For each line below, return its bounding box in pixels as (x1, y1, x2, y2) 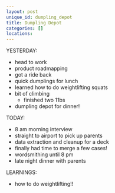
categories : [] (6, 25, 44, 31)
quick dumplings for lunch (14, 78, 78, 85)
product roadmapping (14, 65, 68, 72)
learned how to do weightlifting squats (14, 84, 108, 91)
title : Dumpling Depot (6, 20, 62, 26)
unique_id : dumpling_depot (6, 14, 73, 20)
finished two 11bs (23, 96, 65, 104)
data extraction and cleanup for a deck (14, 138, 109, 145)
